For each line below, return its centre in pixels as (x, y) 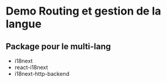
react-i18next (31, 67)
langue (24, 24)
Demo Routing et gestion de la (83, 11)
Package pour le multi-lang (58, 46)
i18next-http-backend (42, 74)
